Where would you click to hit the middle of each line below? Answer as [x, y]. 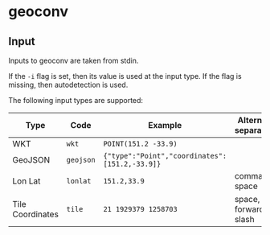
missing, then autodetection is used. [68, 85]
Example [165, 125]
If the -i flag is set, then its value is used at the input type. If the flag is [125, 76]
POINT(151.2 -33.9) [141, 144]
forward [250, 209]
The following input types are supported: [76, 100]
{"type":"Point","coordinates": [165, 156]
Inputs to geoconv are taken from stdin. [74, 60]
